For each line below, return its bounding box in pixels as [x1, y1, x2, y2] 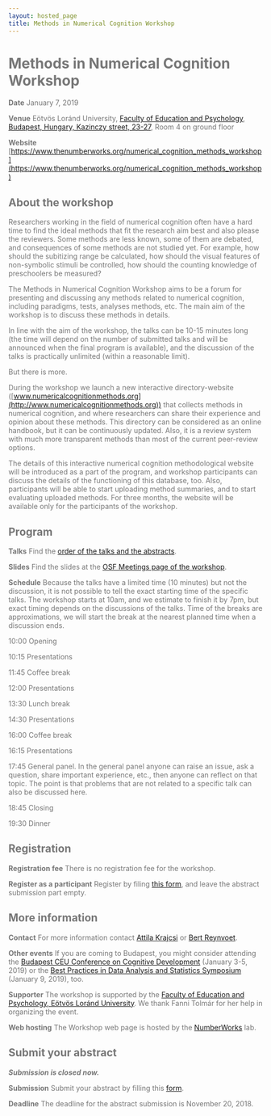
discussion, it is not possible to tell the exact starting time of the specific [8, 587, 248, 596]
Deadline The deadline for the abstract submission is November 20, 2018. [8, 1098, 254, 1108]
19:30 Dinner [8, 819, 51, 828]
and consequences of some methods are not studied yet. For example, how [8, 243, 260, 253]
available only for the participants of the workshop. [8, 502, 178, 512]
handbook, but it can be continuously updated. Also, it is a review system [8, 426, 252, 436]
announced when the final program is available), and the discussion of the [8, 343, 255, 352]
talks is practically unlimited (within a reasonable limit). [8, 352, 190, 361]
